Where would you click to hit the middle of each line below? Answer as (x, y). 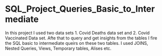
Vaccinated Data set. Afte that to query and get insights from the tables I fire (81, 38)
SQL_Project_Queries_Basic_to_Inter (80, 9)
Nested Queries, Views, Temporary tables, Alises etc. (58, 48)
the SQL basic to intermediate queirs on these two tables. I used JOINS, (77, 43)
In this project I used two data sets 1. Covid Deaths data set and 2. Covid (77, 33)
